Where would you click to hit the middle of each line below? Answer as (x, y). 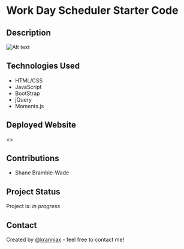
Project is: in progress (33, 206)
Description (28, 33)
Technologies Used (43, 66)
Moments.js (29, 106)
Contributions (33, 158)
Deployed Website (41, 125)
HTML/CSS (29, 80)
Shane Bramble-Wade (42, 173)
